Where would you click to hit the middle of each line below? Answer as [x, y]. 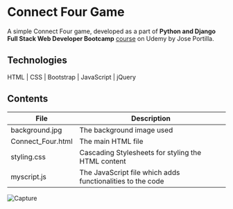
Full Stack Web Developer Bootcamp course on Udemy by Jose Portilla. [111, 38]
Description [151, 118]
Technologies [37, 61]
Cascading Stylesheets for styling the [140, 152]
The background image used [126, 130]
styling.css [28, 156]
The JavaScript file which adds [130, 172]
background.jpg [36, 130]
